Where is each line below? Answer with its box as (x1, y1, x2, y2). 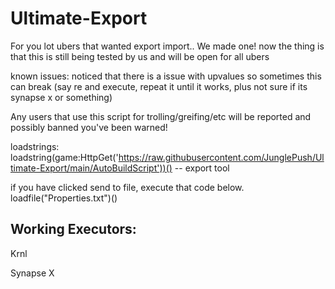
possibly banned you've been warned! (10, 121, 168, 133)
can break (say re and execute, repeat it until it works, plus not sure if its (10, 80, 308, 92)
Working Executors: (10, 221, 137, 238)
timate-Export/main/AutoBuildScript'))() (10, 162, 173, 174)
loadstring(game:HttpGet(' (10, 151, 119, 163)
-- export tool (174, 162, 230, 174)
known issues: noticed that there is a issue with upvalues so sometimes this (10, 70, 322, 82)
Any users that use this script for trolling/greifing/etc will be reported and (10, 110, 312, 122)
